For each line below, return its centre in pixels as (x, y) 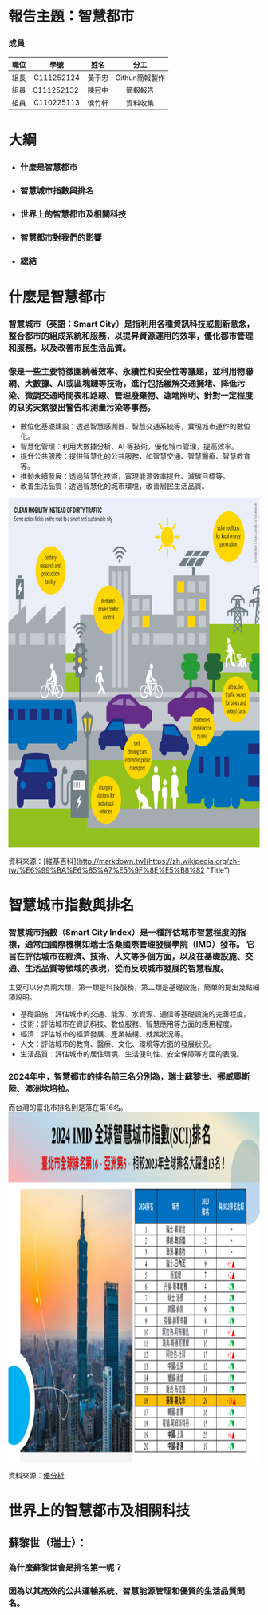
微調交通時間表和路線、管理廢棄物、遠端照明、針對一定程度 (139, 396)
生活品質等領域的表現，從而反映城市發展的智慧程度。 (126, 968)
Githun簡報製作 (140, 78)
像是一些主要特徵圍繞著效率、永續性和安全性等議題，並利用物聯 (131, 372)
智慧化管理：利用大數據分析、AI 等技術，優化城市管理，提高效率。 (129, 446)
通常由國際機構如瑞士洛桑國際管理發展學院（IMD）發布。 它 (140, 944)
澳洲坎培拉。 (49, 1088)
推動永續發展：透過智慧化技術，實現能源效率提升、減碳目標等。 (124, 476)
